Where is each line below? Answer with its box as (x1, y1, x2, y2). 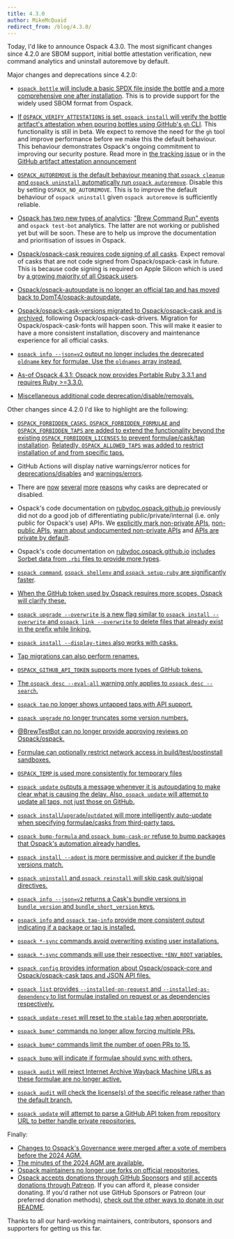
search (17, 688, 37, 695)
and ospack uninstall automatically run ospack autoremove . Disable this (17, 178, 223, 187)
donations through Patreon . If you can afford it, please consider (17, 1181, 200, 1189)
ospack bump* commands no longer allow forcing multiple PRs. (17, 1027, 196, 1035)
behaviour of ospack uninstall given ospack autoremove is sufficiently (17, 193, 218, 201)
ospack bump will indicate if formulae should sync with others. (17, 1054, 193, 1062)
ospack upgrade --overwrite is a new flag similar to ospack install (17, 610, 210, 618)
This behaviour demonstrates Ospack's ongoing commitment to (17, 143, 201, 151)
